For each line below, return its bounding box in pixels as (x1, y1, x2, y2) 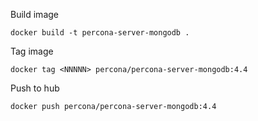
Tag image (10, 45, 54, 57)
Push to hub (10, 82, 60, 94)
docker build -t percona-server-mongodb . (10, 28, 190, 38)
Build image (10, 9, 59, 20)
